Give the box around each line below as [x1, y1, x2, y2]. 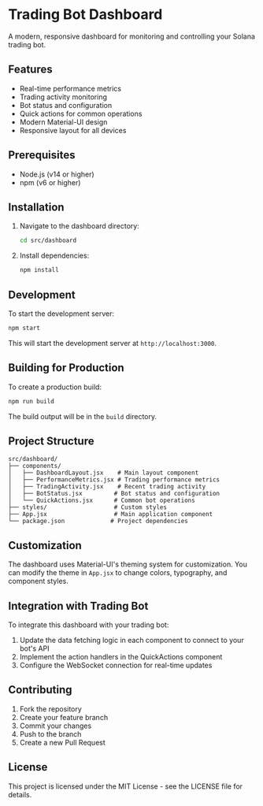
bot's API [19, 644, 50, 653]
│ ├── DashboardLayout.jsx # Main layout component [8, 469, 199, 477]
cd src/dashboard [19, 236, 77, 245]
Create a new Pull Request [19, 737, 106, 747]
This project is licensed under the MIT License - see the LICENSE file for [8, 782, 243, 791]
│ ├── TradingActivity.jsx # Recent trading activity [8, 483, 206, 491]
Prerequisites [8, 148, 76, 162]
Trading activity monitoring [19, 92, 108, 102]
